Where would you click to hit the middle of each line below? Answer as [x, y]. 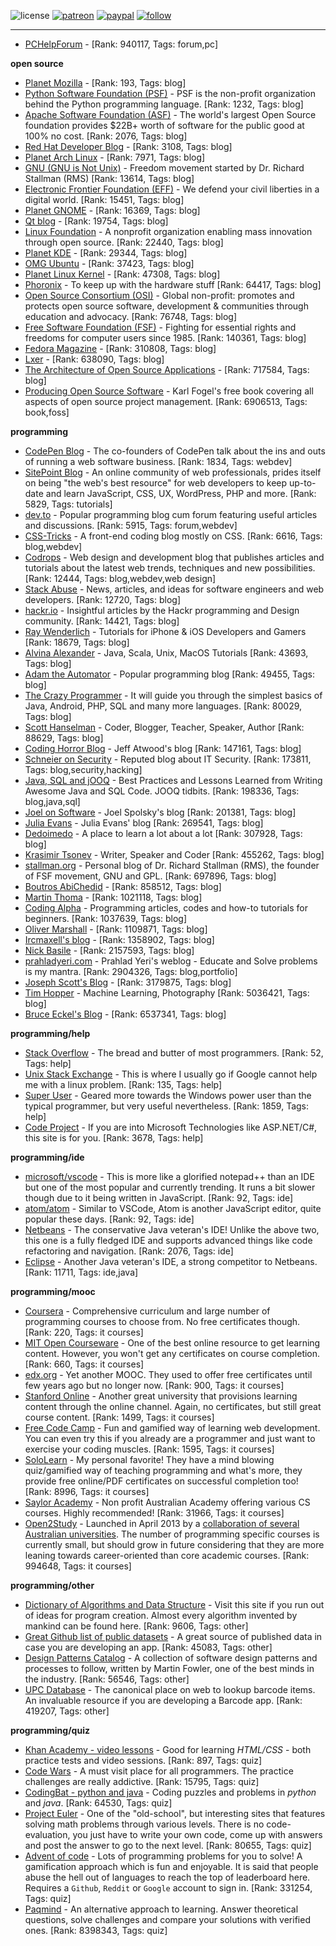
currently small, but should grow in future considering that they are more [174, 1544]
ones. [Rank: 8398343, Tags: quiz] [96, 1930]
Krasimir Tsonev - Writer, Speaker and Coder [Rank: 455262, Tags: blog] [174, 854]
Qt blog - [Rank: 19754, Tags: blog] [96, 221]
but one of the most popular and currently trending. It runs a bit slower [170, 1187]
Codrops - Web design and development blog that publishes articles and [174, 557]
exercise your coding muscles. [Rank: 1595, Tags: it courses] [149, 1449]
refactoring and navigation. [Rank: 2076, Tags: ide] [129, 1251]
